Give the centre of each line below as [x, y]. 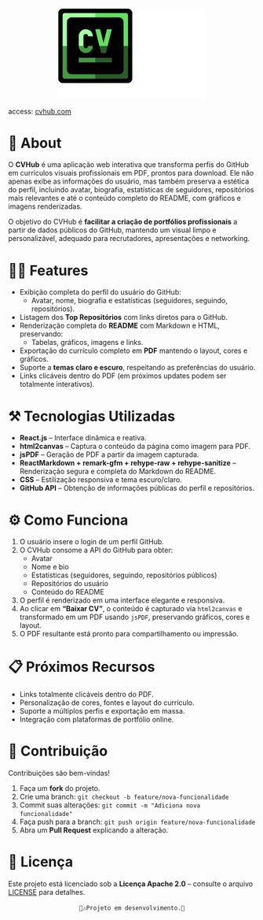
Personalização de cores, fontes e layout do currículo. [107, 703]
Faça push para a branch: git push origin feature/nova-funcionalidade [137, 822]
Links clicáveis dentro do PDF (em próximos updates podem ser [123, 376]
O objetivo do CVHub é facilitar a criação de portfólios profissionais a [123, 222]
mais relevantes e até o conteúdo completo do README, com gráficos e [124, 198]
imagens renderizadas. [45, 206]
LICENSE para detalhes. [47, 892]
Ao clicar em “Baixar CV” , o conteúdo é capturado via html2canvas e [131, 609]
